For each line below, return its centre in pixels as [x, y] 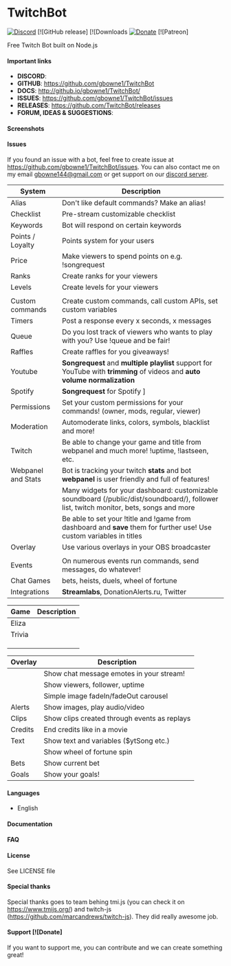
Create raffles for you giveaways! [115, 351]
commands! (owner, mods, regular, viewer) [131, 411]
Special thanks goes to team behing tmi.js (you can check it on [96, 902]
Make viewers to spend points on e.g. [122, 256]
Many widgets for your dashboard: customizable [140, 490]
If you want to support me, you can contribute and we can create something [115, 947]
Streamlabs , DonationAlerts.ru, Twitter [124, 591]
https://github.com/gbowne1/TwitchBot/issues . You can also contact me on [113, 167]
